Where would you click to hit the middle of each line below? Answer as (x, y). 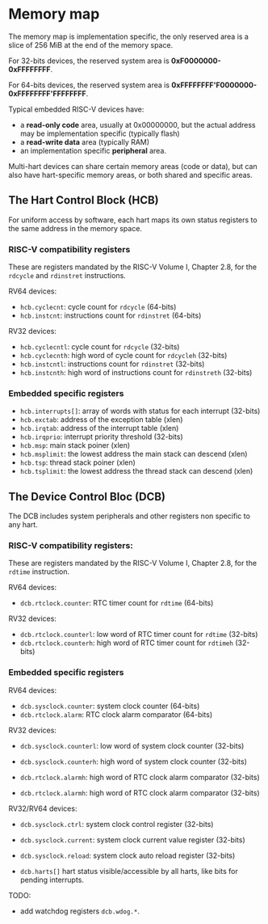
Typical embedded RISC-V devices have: (76, 109)
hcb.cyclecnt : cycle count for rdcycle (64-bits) (98, 307)
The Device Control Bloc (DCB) (87, 497)
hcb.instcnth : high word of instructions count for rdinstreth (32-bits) (136, 373)
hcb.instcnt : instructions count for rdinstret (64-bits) (111, 315)
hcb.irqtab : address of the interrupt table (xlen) (99, 428)
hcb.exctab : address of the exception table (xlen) (101, 420)
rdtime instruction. (39, 572)
